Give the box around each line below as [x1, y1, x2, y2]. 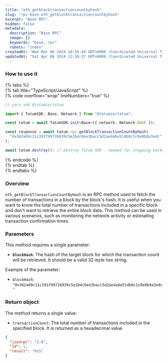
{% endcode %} [5, 156, 38, 163]
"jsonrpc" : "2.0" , [9, 339, 48, 344]
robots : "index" [9, 45, 43, 50]
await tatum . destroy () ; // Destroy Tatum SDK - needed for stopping [5, 147, 151, 153]
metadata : [5, 26, 26, 31]
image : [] [9, 36, 30, 41]
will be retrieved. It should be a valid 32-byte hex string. [12, 257, 127, 263]
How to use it [5, 71, 37, 78]
